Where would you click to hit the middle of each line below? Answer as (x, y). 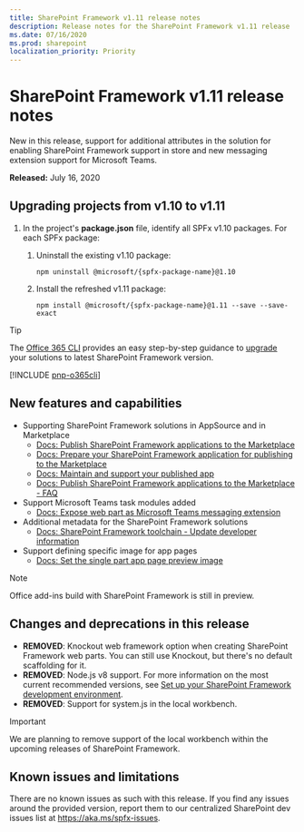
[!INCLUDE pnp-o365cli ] (55, 375)
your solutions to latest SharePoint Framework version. (112, 357)
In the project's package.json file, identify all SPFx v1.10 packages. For (155, 228)
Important (28, 721)
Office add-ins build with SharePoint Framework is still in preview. (132, 595)
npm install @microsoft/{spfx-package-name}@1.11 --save (146, 305)
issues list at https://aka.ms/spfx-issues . (85, 818)
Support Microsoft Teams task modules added (109, 502)
